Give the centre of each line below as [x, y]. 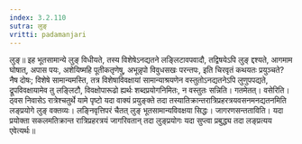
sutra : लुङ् [28, 26]
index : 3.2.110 [38, 18]
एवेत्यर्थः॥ [23, 130]
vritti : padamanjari [48, 34]
